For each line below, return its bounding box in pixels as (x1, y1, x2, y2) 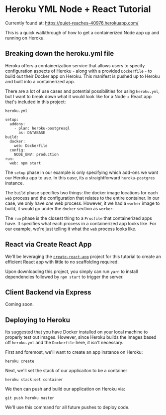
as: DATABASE (18, 130, 46, 135)
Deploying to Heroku (5, 315, 71, 324)
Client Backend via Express (5, 288, 91, 296)
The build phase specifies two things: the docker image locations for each (5, 189, 158, 195)
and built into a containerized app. (5, 78, 76, 84)
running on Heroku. (5, 35, 45, 41)
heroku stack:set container (5, 377, 64, 382)
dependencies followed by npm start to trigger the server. (5, 274, 124, 279)
